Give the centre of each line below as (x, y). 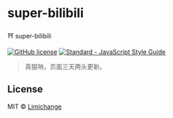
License (25, 89)
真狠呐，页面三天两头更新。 (65, 66)
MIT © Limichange (35, 106)
